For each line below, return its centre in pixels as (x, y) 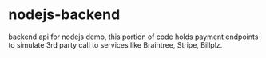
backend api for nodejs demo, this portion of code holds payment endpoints (133, 37)
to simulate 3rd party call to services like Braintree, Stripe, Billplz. (115, 44)
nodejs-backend (64, 15)
